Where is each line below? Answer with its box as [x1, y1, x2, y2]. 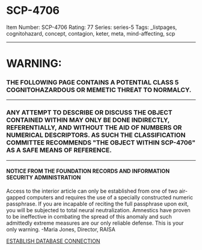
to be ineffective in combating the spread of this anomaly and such [6, 213, 173, 220]
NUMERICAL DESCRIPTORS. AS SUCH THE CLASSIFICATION [6, 131, 186, 139]
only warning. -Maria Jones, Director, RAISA [6, 225, 115, 233]
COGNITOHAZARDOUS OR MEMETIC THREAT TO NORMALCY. [6, 86, 192, 94]
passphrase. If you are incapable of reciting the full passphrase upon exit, [6, 200, 189, 207]
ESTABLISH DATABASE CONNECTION [6, 237, 100, 245]
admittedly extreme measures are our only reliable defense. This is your [6, 219, 185, 227]
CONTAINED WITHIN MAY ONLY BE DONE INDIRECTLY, [6, 116, 170, 124]
